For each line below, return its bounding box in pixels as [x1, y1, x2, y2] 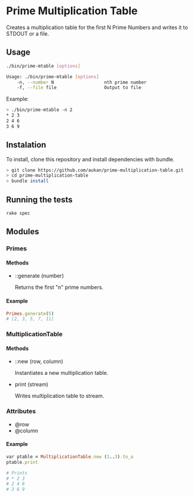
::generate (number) [14, 272, 64, 279]
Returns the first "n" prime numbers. [14, 283, 104, 291]
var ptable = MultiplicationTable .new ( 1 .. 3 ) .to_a [6, 454, 134, 460]
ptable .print [6, 459, 38, 465]
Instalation [6, 140, 46, 150]
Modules [6, 227, 40, 237]
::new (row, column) [14, 358, 63, 365]
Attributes [6, 407, 36, 416]
